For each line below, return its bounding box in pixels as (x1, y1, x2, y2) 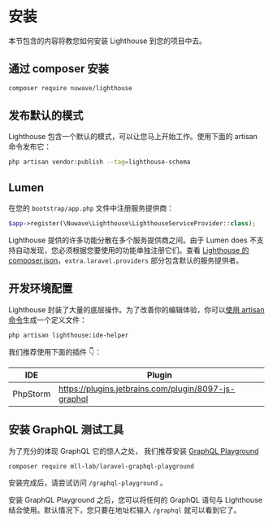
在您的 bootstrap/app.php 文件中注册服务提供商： (8, 203, 175, 213)
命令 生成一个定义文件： (8, 315, 87, 325)
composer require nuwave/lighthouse (8, 84, 132, 92)
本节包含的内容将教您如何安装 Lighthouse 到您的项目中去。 (8, 36, 207, 46)
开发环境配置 (8, 281, 73, 295)
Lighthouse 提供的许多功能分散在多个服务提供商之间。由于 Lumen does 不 (8, 235, 258, 245)
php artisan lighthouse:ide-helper (8, 331, 129, 339)
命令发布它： (8, 142, 51, 151)
